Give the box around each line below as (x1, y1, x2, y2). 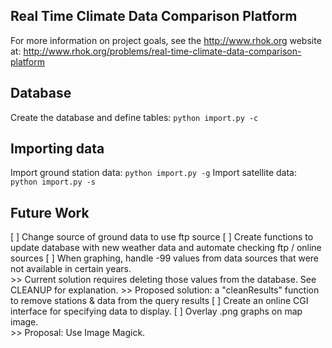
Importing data (10, 140, 105, 158)
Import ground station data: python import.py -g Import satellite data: (10, 167, 297, 179)
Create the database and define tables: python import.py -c (10, 111, 259, 123)
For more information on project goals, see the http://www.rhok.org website (10, 34, 322, 46)
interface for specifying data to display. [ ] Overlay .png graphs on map (10, 305, 303, 318)
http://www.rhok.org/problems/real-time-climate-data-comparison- (23, 45, 302, 57)
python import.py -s (10, 177, 97, 188)
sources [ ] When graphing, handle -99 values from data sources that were (10, 252, 320, 264)
